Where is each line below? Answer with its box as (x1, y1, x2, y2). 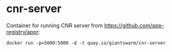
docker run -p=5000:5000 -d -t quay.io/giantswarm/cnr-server (6, 40, 166, 46)
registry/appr (6, 28, 39, 35)
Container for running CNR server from (6, 22, 103, 29)
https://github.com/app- (104, 22, 165, 29)
